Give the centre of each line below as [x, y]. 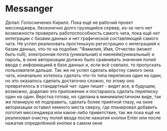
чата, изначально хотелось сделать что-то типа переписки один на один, [83, 75]
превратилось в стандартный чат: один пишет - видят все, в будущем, [81, 86]
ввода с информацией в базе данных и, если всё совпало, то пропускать [83, 65]
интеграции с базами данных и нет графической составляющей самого [82, 38]
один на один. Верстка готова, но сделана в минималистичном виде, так [83, 96]
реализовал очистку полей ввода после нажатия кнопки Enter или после [83, 118]
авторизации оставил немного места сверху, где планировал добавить [81, 107]
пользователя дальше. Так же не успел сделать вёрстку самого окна [79, 70]
